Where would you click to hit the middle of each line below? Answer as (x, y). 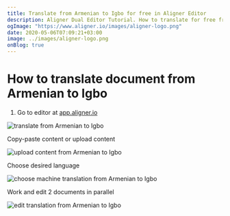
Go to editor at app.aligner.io (57, 112)
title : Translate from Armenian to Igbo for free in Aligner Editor (107, 13)
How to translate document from (101, 79)
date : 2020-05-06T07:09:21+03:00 (55, 32)
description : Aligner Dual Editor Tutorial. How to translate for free (111, 20)
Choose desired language (43, 165)
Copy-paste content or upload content (61, 139)
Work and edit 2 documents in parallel (61, 191)
